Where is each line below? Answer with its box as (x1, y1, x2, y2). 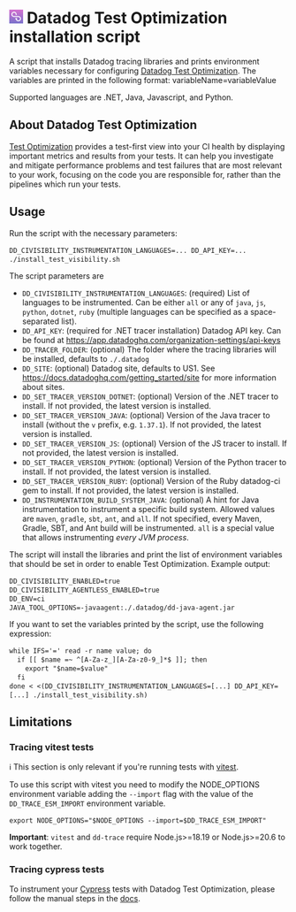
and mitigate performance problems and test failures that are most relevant (9, 159, 283, 171)
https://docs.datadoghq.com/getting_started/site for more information (21, 372, 277, 383)
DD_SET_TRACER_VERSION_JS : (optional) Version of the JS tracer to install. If (21, 438, 287, 448)
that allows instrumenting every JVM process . (21, 532, 190, 542)
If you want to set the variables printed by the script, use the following (9, 618, 264, 629)
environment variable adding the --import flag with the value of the (9, 789, 254, 800)
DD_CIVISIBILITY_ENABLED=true (9, 577, 121, 586)
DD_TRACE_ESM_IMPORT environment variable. (9, 798, 166, 809)
